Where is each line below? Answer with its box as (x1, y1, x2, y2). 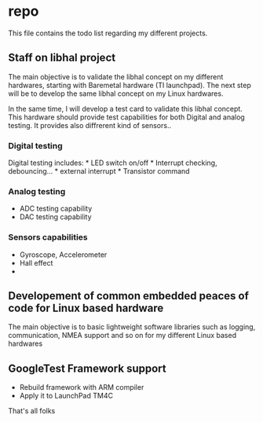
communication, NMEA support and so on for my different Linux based (8, 331, 237, 340)
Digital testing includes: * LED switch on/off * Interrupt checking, (8, 158, 217, 167)
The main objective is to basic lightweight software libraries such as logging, (8, 322, 256, 332)
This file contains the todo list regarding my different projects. (8, 28, 208, 38)
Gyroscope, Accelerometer (19, 250, 108, 259)
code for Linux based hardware (8, 302, 164, 315)
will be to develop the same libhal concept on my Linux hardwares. (8, 89, 224, 98)
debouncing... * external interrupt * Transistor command (8, 167, 190, 176)
